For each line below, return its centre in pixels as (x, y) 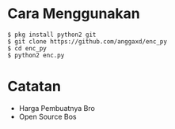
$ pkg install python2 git (52, 35)
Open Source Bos (48, 116)
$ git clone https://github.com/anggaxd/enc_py (87, 41)
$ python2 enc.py (36, 55)
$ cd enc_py (27, 48)
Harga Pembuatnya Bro (57, 108)
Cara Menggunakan (74, 14)
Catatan (34, 87)
